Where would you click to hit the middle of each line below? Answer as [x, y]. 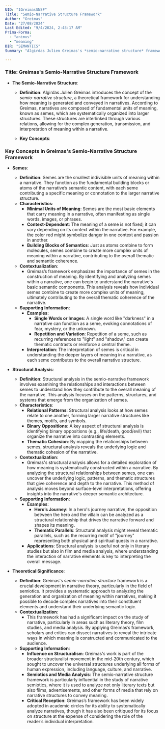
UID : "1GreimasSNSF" [26, 10]
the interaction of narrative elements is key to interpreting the [89, 556]
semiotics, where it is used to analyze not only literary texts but [91, 685]
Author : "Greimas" [24, 19]
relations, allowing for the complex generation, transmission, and [85, 124]
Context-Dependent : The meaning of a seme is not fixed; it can [91, 224]
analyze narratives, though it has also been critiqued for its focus [93, 711]
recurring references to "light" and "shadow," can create [91, 339]
